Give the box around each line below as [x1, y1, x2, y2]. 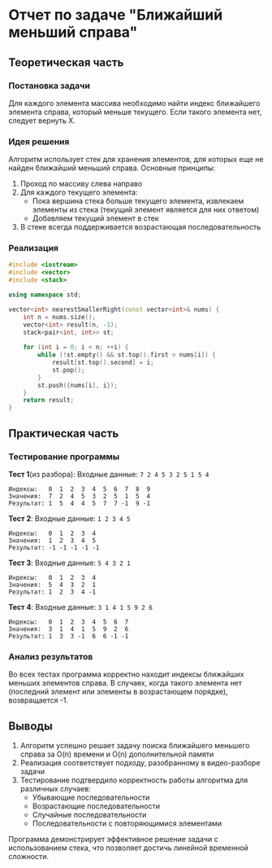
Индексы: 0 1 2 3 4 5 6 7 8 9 [8, 484, 151, 493]
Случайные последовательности [32, 810, 147, 820]
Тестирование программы [8, 450, 120, 462]
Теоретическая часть [8, 55, 124, 69]
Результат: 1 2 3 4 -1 [8, 588, 96, 596]
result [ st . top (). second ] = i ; [51, 358, 154, 367]
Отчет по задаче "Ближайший [8, 6, 223, 24]
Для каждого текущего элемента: [19, 187, 138, 197]
